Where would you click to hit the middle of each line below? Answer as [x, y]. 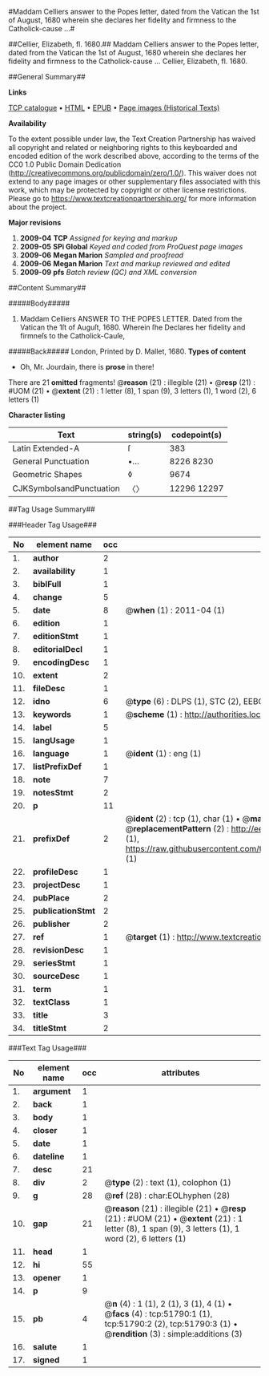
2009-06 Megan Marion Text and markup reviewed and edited [125, 263]
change [48, 597]
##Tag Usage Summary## [52, 509]
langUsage [54, 741]
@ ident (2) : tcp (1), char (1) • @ [188, 819]
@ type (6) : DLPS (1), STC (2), [183, 701]
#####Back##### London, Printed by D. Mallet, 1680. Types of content [127, 351]
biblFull [47, 584]
